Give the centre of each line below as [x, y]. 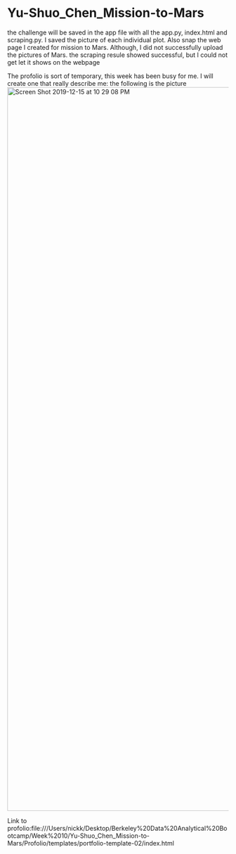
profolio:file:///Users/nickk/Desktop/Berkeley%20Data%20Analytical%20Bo [117, 828]
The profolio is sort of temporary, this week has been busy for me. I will [110, 76]
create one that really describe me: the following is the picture [97, 83]
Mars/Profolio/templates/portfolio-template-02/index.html [91, 843]
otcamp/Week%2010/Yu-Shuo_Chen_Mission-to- [78, 836]
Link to [17, 820]
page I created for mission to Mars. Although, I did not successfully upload [115, 47]
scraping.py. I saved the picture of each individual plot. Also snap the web [114, 39]
